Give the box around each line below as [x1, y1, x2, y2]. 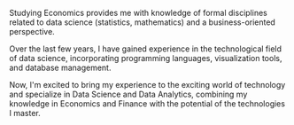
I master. [9, 108, 42, 118]
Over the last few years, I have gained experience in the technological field [9, 43, 282, 54]
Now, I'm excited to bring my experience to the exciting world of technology [9, 80, 286, 90]
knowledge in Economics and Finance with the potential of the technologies [9, 98, 286, 109]
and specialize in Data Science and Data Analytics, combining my [9, 89, 248, 99]
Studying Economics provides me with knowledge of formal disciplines [9, 8, 267, 18]
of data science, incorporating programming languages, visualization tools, [9, 53, 282, 63]
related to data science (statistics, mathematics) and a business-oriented [9, 17, 276, 27]
